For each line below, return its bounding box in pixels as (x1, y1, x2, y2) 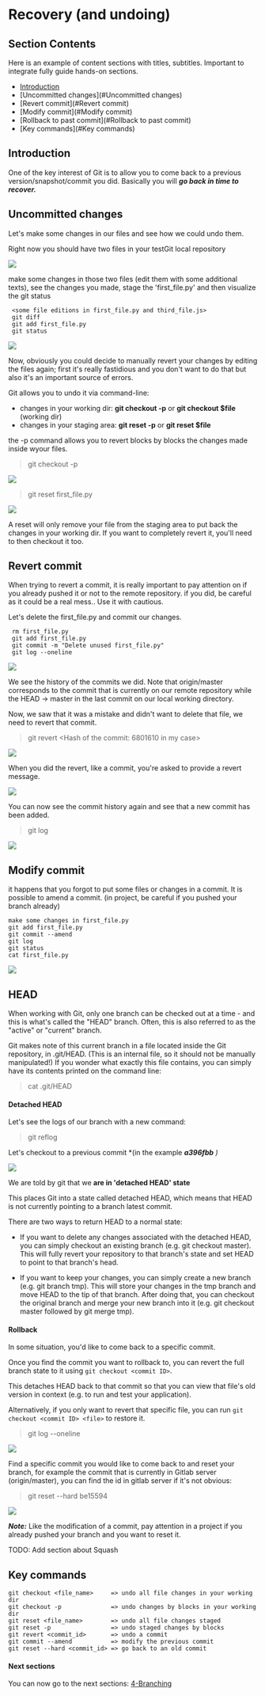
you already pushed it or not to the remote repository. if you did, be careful (8, 588, 252, 599)
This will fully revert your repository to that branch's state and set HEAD (19, 1249, 255, 1259)
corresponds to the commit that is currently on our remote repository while (8, 686, 252, 695)
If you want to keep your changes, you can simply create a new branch (19, 1273, 252, 1283)
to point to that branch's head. (19, 1257, 119, 1268)
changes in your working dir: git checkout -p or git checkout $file (19, 403, 236, 413)
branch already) (8, 901, 61, 911)
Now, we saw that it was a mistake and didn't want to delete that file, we (8, 709, 244, 719)
